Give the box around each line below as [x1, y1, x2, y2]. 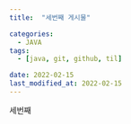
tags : [9, 46, 30, 55]
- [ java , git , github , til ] [17, 55, 123, 64]
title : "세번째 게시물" [9, 13, 92, 22]
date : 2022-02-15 [9, 71, 74, 80]
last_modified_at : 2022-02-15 [9, 79, 123, 88]
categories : [9, 29, 54, 39]
